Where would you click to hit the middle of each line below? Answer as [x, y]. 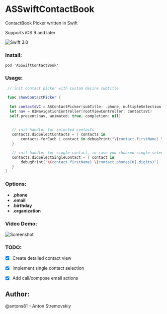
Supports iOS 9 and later [30, 32]
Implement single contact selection [48, 268]
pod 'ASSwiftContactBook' [32, 66]
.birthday [22, 206]
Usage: [14, 78]
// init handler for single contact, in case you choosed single [81, 153]
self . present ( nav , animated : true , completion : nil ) [65, 116]
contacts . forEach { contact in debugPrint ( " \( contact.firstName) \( [93, 139]
